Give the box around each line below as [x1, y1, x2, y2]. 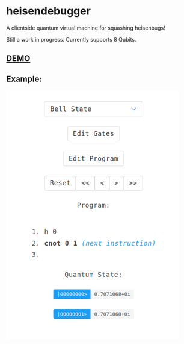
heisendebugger [6, 4, 91, 18]
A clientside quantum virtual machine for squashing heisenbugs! [6, 24, 165, 31]
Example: [6, 74, 42, 84]
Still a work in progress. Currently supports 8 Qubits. [6, 36, 136, 43]
